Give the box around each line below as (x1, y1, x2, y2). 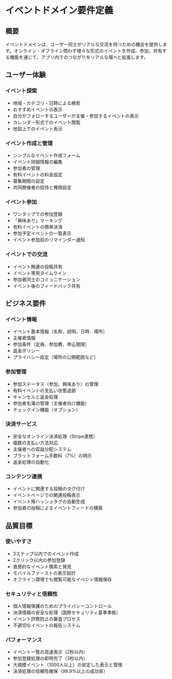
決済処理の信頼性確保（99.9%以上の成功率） (12, 668, 108, 674)
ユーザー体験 (5, 70, 46, 80)
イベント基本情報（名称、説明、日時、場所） (12, 328, 108, 335)
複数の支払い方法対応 (12, 439, 58, 445)
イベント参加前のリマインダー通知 (12, 237, 85, 243)
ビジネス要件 (5, 299, 46, 308)
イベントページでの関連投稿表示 (12, 492, 81, 498)
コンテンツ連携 (5, 473, 43, 480)
